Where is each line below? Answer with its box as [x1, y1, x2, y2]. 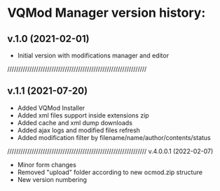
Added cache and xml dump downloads [17, 118, 133, 127]
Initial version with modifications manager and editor [17, 51, 170, 59]
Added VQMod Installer [17, 104, 85, 112]
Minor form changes [17, 160, 77, 169]
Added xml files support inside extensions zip [17, 111, 149, 120]
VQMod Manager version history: [7, 5, 206, 21]
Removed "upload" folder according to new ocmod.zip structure [17, 168, 203, 176]
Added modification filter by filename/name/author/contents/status [17, 133, 212, 141]
